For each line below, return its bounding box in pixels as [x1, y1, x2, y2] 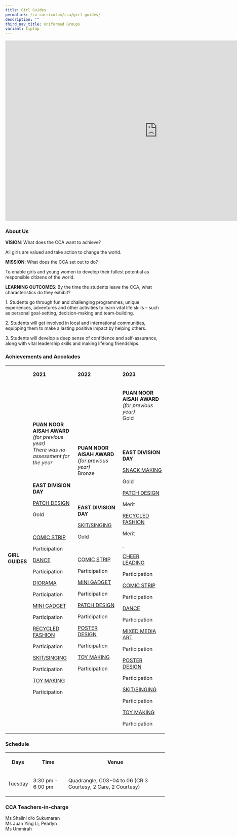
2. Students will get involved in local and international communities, [5, 320, 146, 326]
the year [32, 459, 53, 466]
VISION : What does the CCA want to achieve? [5, 239, 101, 246]
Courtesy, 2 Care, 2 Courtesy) [68, 783, 140, 790]
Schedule [5, 740, 29, 747]
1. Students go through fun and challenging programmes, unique [5, 299, 140, 305]
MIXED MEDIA [122, 628, 156, 635]
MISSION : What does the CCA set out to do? [5, 259, 98, 265]
